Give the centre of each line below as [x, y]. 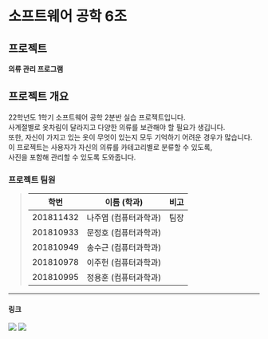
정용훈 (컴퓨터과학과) [124, 278]
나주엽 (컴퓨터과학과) [124, 218]
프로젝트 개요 [39, 97]
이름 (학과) [124, 203]
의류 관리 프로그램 [36, 69]
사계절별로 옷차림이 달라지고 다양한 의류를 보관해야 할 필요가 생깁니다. [117, 127]
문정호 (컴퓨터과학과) [124, 233]
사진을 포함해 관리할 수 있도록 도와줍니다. [72, 157]
